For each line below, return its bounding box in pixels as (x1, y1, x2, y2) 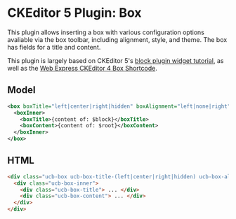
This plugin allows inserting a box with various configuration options (7, 28, 205, 36)
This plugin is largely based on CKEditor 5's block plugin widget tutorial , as (7, 56, 224, 64)
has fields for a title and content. (7, 43, 101, 51)
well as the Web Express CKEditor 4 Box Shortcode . (7, 64, 158, 72)
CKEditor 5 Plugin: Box (7, 5, 142, 21)
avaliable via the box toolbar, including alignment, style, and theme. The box (7, 35, 228, 43)
